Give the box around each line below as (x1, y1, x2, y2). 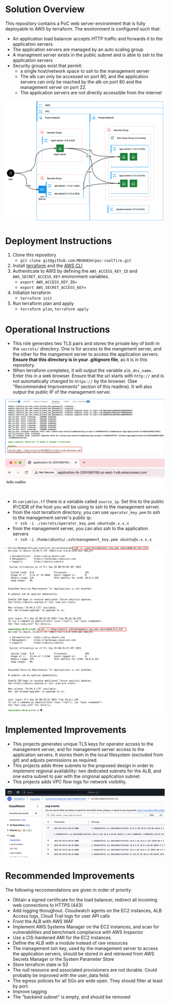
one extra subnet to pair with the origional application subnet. (12, 773, 141, 779)
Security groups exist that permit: (12, 62, 82, 69)
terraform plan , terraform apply (20, 306, 89, 312)
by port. (12, 983, 29, 989)
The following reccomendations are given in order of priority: (5, 887, 133, 893)
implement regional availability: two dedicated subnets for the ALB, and (12, 768, 161, 774)
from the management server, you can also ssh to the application (12, 525, 148, 531)
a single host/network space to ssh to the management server (20, 68, 150, 74)
